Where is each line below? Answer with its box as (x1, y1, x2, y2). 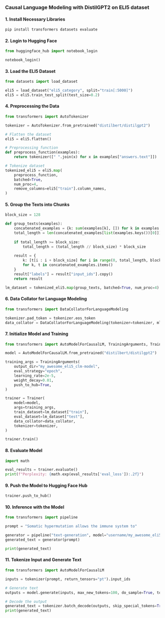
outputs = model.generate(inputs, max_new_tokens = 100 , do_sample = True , (5, 590, 155, 595)
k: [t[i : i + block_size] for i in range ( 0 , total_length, (23, 258, 148, 263)
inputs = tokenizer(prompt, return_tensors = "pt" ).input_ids (5, 577, 131, 582)
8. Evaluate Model (5, 447, 43, 453)
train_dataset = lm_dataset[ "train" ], (14, 410, 89, 415)
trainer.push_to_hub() (5, 493, 52, 498)
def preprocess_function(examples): (5, 150, 80, 155)
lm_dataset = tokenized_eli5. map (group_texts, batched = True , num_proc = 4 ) (5, 285, 160, 290)
